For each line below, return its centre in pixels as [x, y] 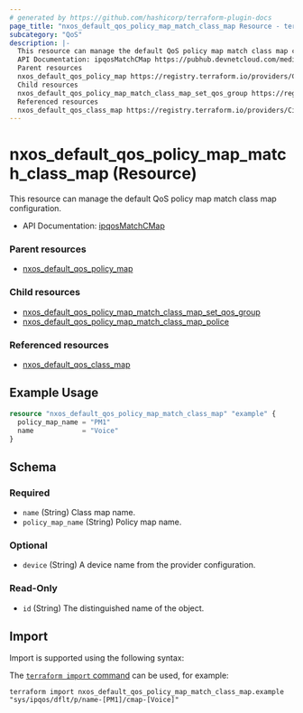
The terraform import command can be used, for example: [119, 676]
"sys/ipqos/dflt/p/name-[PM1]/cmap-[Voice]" [94, 700]
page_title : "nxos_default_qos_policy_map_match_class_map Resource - [145, 26]
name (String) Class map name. [79, 513]
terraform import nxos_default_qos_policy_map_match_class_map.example [147, 692]
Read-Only [34, 588]
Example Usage [54, 393]
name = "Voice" [68, 431]
